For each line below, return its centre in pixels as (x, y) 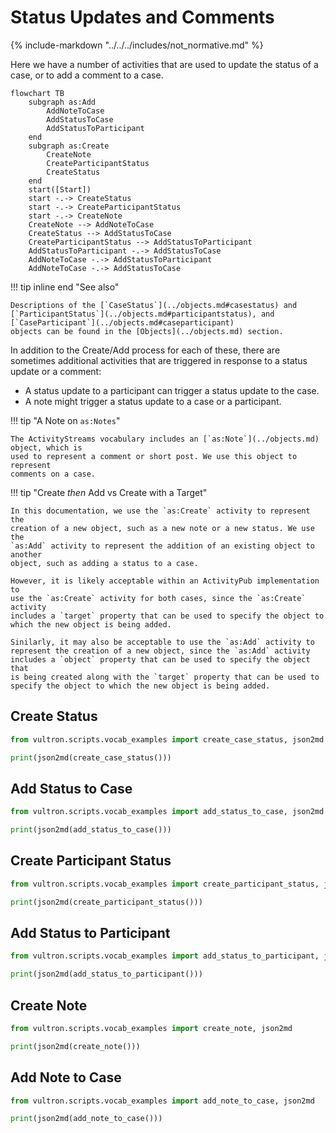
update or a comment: (56, 371)
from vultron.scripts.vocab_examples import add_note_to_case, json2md (162, 1101)
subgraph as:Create (69, 146)
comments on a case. (53, 474)
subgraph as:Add (62, 102)
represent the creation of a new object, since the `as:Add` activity (160, 651)
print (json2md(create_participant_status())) (106, 902)
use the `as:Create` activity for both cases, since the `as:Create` (158, 598)
